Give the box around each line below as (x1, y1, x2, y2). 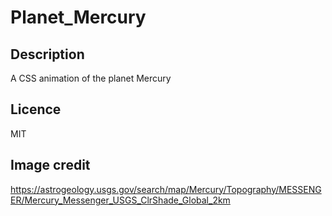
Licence (10, 101, 62, 118)
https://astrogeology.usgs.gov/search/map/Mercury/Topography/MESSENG (10, 183, 322, 195)
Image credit (10, 157, 91, 174)
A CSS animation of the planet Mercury (10, 72, 172, 84)
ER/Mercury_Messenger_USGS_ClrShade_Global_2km (10, 194, 231, 206)
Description (10, 46, 85, 63)
